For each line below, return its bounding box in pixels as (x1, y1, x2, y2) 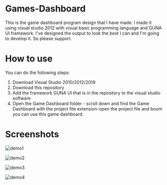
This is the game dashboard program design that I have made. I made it (5, 19, 152, 25)
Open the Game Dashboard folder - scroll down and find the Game (12, 100, 150, 106)
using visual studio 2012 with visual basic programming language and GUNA (5, 24, 162, 30)
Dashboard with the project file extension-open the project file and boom (12, 105, 163, 111)
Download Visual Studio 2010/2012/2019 (12, 79, 96, 85)
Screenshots (5, 128, 59, 140)
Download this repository (12, 84, 64, 90)
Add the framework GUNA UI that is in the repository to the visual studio (12, 89, 161, 95)
